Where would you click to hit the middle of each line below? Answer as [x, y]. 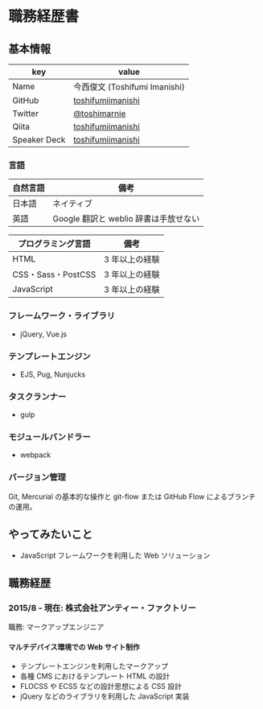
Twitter [25, 113]
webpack [35, 455]
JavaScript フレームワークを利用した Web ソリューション [115, 555]
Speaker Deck [39, 140]
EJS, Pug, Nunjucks [53, 374]
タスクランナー [37, 397]
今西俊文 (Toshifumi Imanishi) [129, 87]
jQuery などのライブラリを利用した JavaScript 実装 [105, 696]
